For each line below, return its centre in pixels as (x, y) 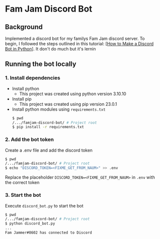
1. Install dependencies (33, 78)
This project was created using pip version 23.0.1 (68, 104)
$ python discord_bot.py (30, 224)
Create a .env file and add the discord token (49, 150)
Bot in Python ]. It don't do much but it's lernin (50, 49)
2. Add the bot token (30, 139)
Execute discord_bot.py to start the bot (44, 205)
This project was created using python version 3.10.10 (73, 94)
